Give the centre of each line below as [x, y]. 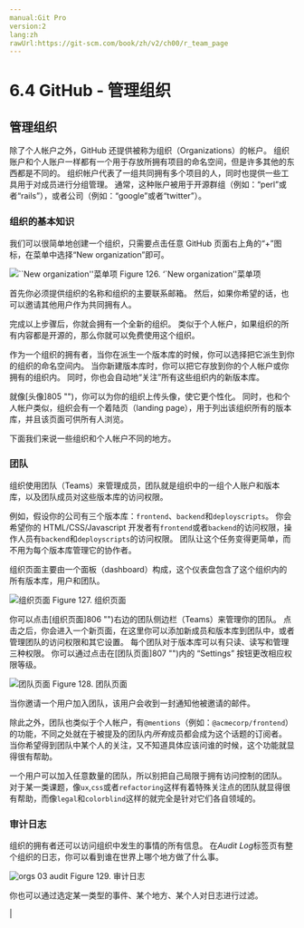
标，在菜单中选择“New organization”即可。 [89, 254]
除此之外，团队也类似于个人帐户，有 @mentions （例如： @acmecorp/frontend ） [152, 722]
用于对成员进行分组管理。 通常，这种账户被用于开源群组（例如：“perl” [147, 185]
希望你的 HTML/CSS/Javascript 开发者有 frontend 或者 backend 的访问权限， [147, 527]
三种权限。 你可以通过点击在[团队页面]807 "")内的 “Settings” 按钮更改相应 [147, 653]
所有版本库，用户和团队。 [57, 581]
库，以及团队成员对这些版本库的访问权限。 [89, 496]
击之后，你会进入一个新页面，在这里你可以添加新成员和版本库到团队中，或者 [152, 630]
